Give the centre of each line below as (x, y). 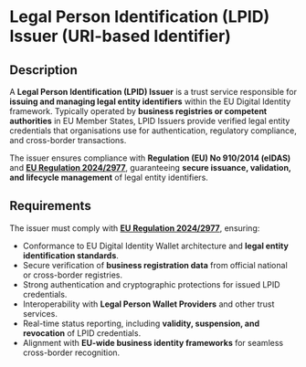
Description (43, 70)
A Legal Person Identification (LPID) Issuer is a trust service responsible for (153, 92)
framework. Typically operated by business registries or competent (138, 111)
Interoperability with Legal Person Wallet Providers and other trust (148, 304)
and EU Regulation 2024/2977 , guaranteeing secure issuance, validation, (150, 168)
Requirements (50, 206)
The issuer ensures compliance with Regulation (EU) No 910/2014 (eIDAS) (150, 158)
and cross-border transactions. (68, 140)
